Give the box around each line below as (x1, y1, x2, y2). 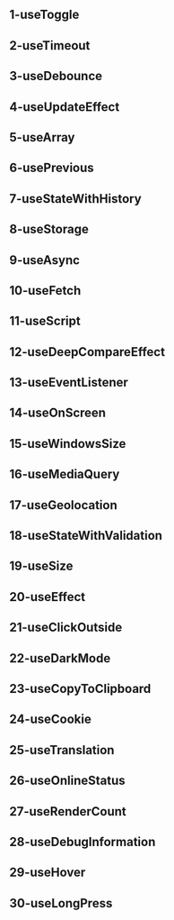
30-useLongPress (9, 896, 113, 911)
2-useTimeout (9, 38, 91, 53)
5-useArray (9, 130, 75, 145)
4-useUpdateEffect (9, 99, 120, 114)
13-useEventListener (9, 375, 128, 390)
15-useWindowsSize (9, 436, 126, 451)
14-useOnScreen (9, 405, 106, 421)
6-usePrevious (9, 160, 94, 176)
